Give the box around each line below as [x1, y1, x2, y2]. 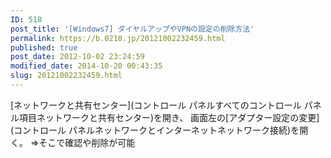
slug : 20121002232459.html [10, 71, 123, 81]
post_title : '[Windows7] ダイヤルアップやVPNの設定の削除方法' [10, 24, 255, 34]
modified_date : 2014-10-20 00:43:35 [10, 61, 163, 71]
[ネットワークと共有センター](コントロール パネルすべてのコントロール [10, 99, 302, 111]
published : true [10, 42, 78, 53]
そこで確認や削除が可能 [38, 136, 136, 148]
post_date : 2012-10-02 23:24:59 [10, 52, 145, 62]
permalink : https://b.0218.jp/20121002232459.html [10, 33, 226, 43]
